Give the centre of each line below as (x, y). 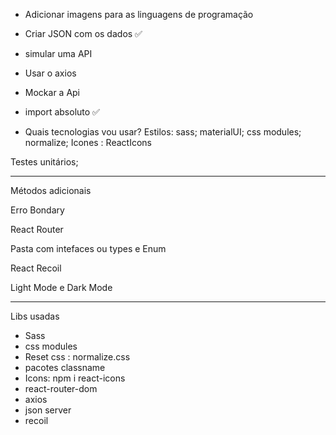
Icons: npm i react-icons (75, 378)
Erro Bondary (37, 210)
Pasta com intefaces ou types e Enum (88, 248)
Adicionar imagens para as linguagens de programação (139, 14)
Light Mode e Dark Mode (61, 287)
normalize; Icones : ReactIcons (88, 142)
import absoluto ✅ (62, 112)
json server (48, 410)
